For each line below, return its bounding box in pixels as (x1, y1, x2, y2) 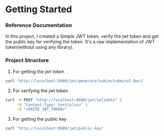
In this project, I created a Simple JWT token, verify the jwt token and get (5, 33, 159, 39)
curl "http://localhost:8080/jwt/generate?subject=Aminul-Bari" (5, 78, 145, 84)
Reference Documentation (5, 22, 73, 29)
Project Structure (5, 57, 49, 64)
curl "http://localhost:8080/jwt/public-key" (5, 126, 104, 131)
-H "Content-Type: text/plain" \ (16, 102, 88, 107)
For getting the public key (12, 116, 67, 122)
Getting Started (5, 4, 73, 15)
